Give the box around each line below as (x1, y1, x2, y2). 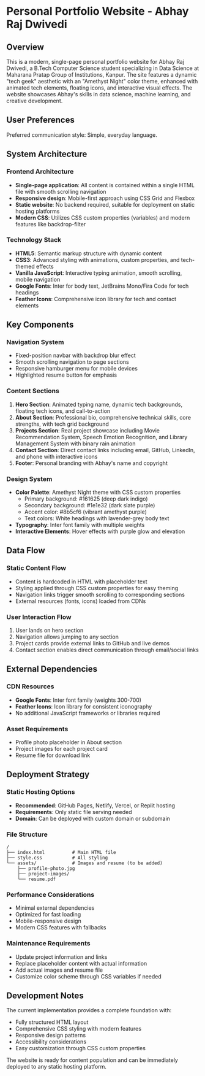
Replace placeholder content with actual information (15, 959, 147, 967)
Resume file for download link (15, 751, 91, 759)
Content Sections (6, 386, 59, 395)
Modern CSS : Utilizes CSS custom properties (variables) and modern (15, 213, 190, 221)
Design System (6, 474, 53, 483)
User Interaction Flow (6, 612, 72, 621)
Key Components (6, 320, 74, 330)
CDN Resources (6, 682, 54, 691)
